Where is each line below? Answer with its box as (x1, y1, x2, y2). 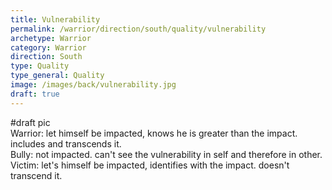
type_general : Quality (10, 71, 105, 81)
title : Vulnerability (10, 14, 101, 25)
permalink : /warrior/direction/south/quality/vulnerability (10, 24, 267, 34)
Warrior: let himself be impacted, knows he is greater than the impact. (10, 127, 298, 139)
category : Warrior (10, 42, 87, 53)
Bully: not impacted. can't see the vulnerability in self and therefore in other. (10, 148, 323, 160)
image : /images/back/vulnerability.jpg (10, 80, 177, 90)
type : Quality (10, 61, 70, 71)
